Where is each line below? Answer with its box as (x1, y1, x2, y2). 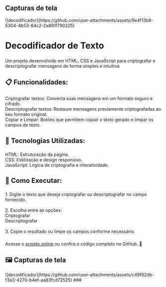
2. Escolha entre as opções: (5, 207, 62, 213)
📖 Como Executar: (5, 176, 62, 185)
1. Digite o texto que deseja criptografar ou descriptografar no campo (5, 191, 147, 197)
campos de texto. (5, 122, 41, 128)
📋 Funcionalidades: (5, 78, 69, 87)
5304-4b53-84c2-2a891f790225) (5, 22, 75, 28)
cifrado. (5, 101, 21, 107)
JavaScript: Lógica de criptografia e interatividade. (5, 162, 109, 168)
